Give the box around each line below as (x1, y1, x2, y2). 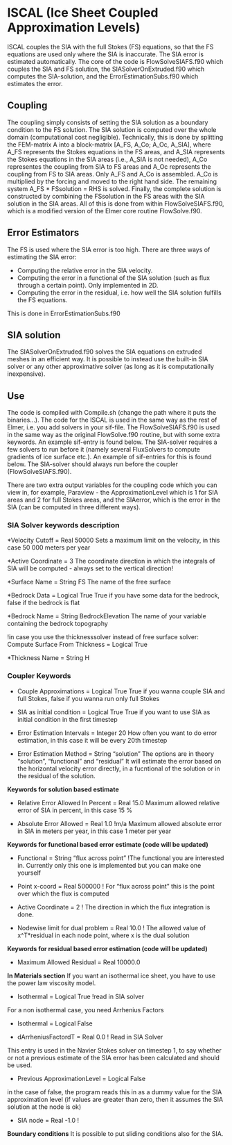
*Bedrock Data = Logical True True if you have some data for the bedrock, (7, 591, 220, 600)
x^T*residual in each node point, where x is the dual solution (17, 931, 190, 939)
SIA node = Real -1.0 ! (17, 1116, 80, 1124)
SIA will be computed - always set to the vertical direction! (7, 564, 174, 572)
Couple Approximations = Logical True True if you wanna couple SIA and (17, 686, 225, 695)
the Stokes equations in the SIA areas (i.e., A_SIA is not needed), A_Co (7, 155, 208, 163)
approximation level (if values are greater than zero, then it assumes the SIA (7, 1095, 224, 1103)
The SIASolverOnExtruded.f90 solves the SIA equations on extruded (7, 347, 202, 356)
